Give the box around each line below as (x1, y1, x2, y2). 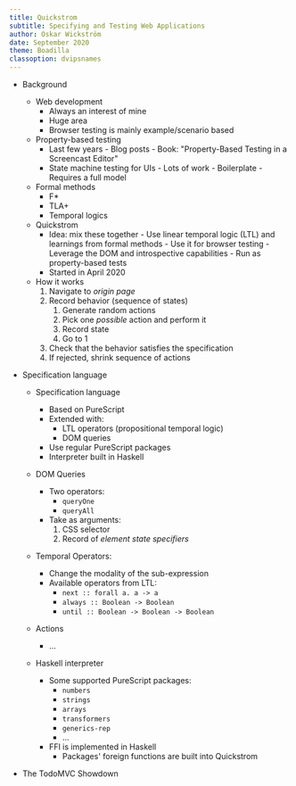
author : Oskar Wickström (9, 29, 102, 38)
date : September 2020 (9, 37, 90, 47)
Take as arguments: (48, 515, 122, 525)
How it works (35, 277, 85, 286)
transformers (62, 715, 111, 724)
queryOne (62, 497, 95, 506)
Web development (35, 96, 103, 107)
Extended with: (48, 414, 104, 424)
